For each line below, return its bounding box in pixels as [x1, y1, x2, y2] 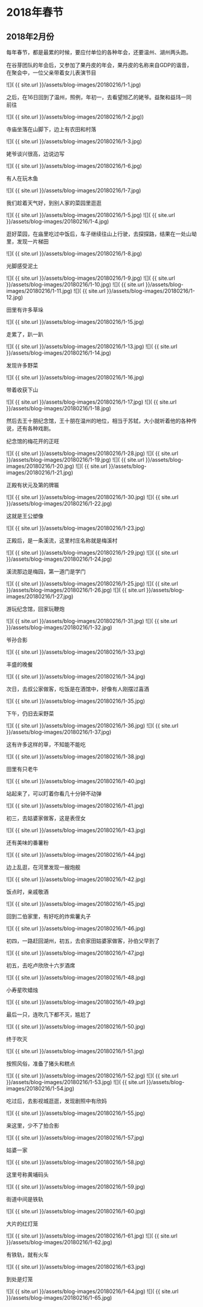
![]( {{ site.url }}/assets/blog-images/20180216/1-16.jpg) [6, 374, 144, 381]
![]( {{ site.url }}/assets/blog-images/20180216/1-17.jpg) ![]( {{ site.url [6, 398, 177, 405]
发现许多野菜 [6, 362, 38, 369]
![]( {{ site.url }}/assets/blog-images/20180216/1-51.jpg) [6, 1048, 144, 1054]
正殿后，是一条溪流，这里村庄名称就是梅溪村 [6, 537, 118, 544]
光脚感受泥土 [6, 262, 38, 269]
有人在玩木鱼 [6, 175, 38, 182]
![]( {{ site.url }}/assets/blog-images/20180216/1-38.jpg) [6, 753, 146, 760]
